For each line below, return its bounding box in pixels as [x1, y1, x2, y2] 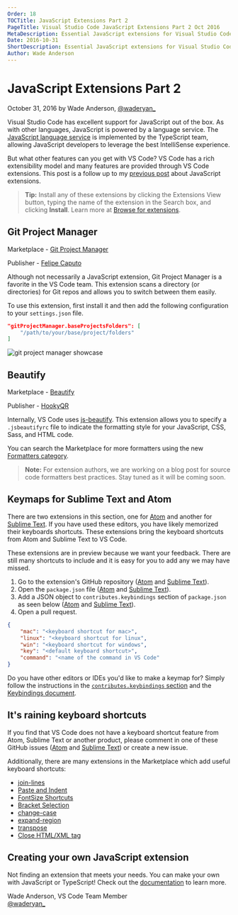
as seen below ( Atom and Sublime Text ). [17, 600, 136, 609]
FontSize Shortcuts [17, 793, 74, 802]
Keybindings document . [7, 689, 76, 697]
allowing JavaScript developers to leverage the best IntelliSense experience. [7, 140, 230, 149]
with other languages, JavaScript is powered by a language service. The [7, 125, 219, 133]
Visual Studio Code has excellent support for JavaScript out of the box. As [7, 118, 225, 126]
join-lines [17, 778, 45, 787]
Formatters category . [7, 452, 69, 460]
